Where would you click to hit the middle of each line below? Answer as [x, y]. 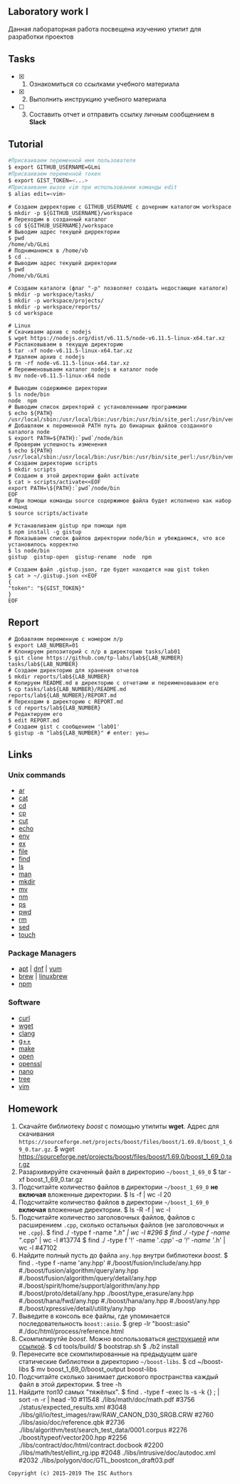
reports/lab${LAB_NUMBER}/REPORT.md [62, 695]
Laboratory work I [48, 12]
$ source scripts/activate [48, 513]
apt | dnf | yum [40, 969]
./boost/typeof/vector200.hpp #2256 [73, 1437]
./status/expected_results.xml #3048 [72, 1407]
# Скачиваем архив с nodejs [50, 332]
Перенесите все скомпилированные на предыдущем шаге [108, 1354]
